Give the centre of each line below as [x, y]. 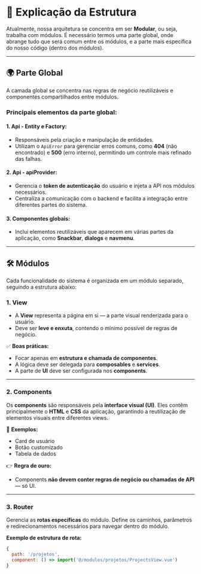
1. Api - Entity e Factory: [36, 126]
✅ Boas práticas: [28, 346]
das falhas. [28, 158]
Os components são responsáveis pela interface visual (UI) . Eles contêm [97, 405]
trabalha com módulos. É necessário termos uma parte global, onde [90, 35]
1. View [17, 303]
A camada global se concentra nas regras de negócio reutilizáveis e [90, 90]
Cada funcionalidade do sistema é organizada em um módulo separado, [95, 281]
